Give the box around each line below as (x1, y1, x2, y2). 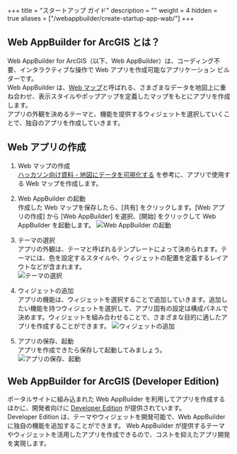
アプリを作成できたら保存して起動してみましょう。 (17, 346, 166, 354)
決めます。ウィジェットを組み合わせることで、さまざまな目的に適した (17, 312, 221, 321)
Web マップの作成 (17, 161, 71, 170)
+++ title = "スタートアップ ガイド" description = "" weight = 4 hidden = (7, 6, 218, 14)
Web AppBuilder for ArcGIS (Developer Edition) (7, 375, 219, 387)
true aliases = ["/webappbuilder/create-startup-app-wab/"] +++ (7, 14, 195, 23)
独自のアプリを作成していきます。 (25, 118, 125, 127)
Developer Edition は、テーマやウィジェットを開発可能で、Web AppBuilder (7, 413, 226, 421)
